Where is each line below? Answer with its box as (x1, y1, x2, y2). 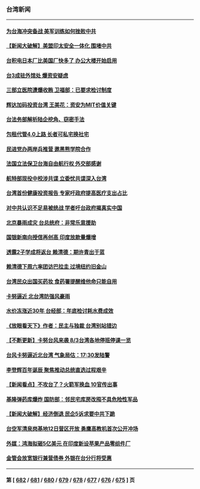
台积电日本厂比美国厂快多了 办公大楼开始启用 (6, 57, 117, 64)
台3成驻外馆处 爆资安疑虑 (6, 71, 68, 79)
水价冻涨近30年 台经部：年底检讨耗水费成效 (6, 308, 114, 315)
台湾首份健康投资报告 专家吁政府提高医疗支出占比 (6, 189, 128, 197)
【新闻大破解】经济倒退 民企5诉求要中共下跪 (6, 410, 115, 418)
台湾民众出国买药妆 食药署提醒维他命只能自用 (6, 278, 117, 285)
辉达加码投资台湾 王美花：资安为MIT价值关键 (6, 101, 117, 108)
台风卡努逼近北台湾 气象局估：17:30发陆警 (6, 351, 110, 358)
